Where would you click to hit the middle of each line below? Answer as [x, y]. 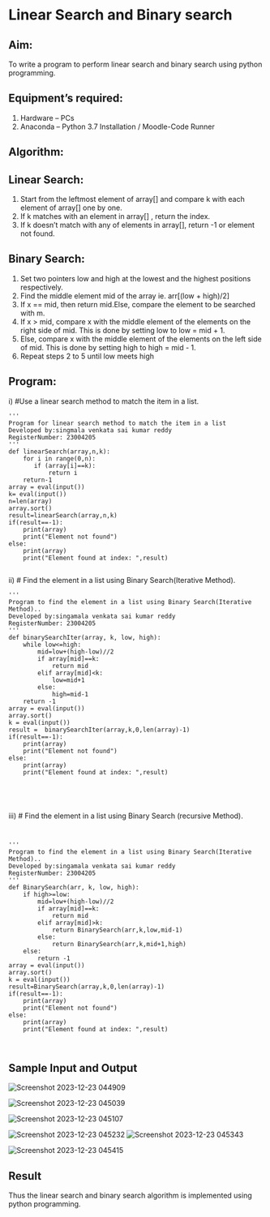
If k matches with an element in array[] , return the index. [115, 216]
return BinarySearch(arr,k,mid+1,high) [119, 944]
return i [63, 473]
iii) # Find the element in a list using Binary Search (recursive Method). [126, 816]
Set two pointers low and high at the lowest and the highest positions [135, 278]
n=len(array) [30, 501]
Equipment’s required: [66, 99]
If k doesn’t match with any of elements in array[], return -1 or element [137, 225]
